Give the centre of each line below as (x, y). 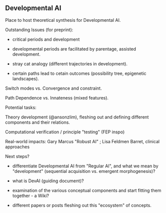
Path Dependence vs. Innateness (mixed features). (57, 98)
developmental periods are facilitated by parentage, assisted (74, 49)
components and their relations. (38, 122)
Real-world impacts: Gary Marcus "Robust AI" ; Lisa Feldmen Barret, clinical (83, 141)
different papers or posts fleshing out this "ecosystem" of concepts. (82, 205)
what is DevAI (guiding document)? (48, 181)
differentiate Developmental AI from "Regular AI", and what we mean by (85, 166)
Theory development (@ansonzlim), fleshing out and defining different (77, 117)
